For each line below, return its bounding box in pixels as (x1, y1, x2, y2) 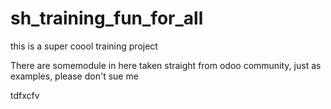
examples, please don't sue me (10, 70, 139, 82)
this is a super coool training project (10, 40, 158, 52)
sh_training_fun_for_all (10, 7, 204, 30)
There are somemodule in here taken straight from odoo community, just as (10, 59, 322, 71)
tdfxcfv (10, 89, 40, 101)
